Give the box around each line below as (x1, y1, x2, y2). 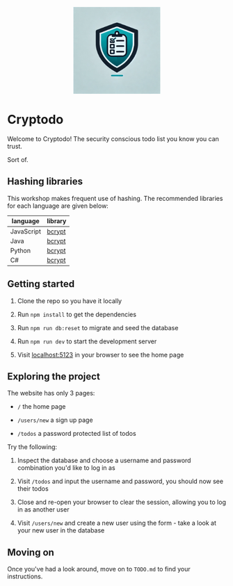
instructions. (7, 572, 43, 580)
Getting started (7, 278, 75, 290)
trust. (7, 142, 23, 150)
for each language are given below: (7, 202, 109, 210)
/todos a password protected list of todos (17, 430, 137, 438)
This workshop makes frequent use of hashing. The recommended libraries (7, 194, 223, 202)
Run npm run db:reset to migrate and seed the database (17, 323, 179, 332)
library (47, 217, 67, 225)
